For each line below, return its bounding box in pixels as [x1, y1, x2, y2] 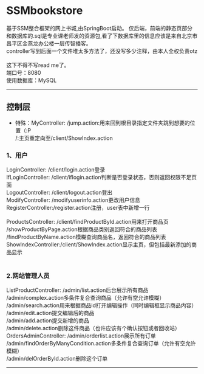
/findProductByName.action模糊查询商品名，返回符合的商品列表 [6, 234, 166, 241]
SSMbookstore [6, 4, 83, 18]
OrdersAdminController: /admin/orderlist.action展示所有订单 [6, 332, 156, 339]
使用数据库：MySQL [6, 77, 57, 84]
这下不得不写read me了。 [6, 61, 70, 69]
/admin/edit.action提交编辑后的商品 [6, 310, 95, 317]
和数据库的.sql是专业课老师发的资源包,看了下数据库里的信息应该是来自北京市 [6, 32, 198, 40]
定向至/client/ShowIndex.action [34, 134, 114, 142]
